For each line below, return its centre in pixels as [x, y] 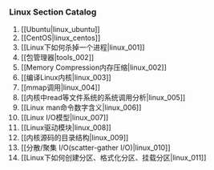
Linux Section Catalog [53, 12]
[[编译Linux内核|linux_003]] [66, 78]
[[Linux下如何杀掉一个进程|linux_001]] [83, 47]
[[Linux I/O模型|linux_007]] [65, 118]
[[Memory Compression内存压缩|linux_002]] [94, 67]
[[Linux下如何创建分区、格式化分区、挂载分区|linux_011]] [113, 158]
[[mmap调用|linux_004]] [61, 87]
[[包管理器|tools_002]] [57, 58]
